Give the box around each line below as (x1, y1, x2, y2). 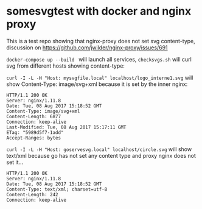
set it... (6, 158, 24, 166)
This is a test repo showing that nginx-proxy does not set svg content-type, (6, 37, 196, 44)
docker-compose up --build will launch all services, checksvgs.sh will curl (6, 55, 192, 63)
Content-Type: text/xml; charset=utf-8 (6, 186, 108, 193)
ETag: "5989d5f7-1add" (6, 129, 64, 135)
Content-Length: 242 (6, 191, 59, 197)
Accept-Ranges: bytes (6, 135, 61, 141)
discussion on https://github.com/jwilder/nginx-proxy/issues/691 (6, 44, 169, 51)
